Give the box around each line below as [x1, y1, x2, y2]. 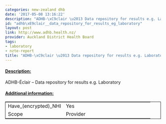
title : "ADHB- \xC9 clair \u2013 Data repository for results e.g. [5, 53, 142, 58]
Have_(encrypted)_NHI [8, 102, 61, 109]
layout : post [5, 26, 32, 31]
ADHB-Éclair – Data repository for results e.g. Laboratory [5, 79, 121, 85]
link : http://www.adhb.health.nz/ [5, 30, 77, 35]
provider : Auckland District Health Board [5, 35, 94, 40]
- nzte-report [5, 48, 35, 53]
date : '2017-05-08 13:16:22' [5, 12, 65, 17]
